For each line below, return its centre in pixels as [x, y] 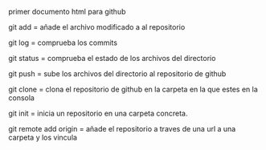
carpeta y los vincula [43, 137]
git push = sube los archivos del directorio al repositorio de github [117, 74]
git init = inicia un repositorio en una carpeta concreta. [98, 113]
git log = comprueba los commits [63, 43]
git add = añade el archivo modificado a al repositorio [97, 27]
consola [21, 98]
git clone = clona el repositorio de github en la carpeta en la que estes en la [133, 89]
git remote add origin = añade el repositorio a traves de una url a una [122, 129]
